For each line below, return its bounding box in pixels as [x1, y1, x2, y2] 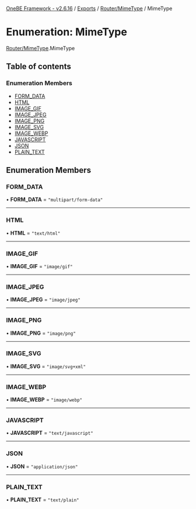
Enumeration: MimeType [6, 26, 127, 39]
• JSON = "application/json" [6, 463, 78, 470]
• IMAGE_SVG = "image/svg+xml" [6, 362, 86, 370]
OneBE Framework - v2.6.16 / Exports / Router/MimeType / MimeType [6, 5, 173, 12]
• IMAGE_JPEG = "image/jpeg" [6, 296, 80, 303]
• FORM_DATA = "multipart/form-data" [6, 196, 103, 203]
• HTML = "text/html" [6, 229, 61, 236]
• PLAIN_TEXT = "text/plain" [6, 496, 80, 503]
